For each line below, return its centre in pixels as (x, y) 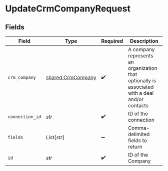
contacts (138, 105)
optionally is (142, 81)
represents (140, 56)
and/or (136, 99)
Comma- (139, 128)
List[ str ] (55, 137)
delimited (139, 134)
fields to (137, 140)
